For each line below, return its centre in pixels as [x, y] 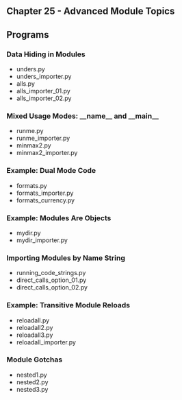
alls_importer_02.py [44, 98]
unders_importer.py [44, 77]
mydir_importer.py [42, 240]
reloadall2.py [35, 327]
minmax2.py [34, 145]
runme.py [30, 131]
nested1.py [31, 375]
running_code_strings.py [51, 273]
